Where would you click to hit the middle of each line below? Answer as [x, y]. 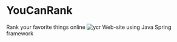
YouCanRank [39, 10]
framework [20, 33]
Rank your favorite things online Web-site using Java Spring [89, 27]
